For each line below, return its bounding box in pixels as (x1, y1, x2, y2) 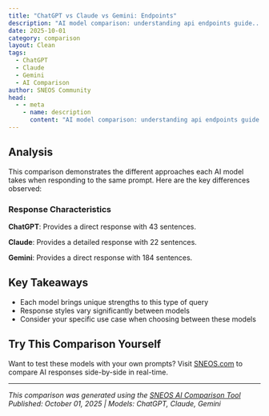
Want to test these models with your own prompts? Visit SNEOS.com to (8, 358, 243, 368)
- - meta (15, 101, 45, 109)
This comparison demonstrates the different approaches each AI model (8, 166, 244, 176)
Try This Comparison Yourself (8, 338, 162, 351)
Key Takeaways (8, 276, 89, 290)
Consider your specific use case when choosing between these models (19, 314, 256, 324)
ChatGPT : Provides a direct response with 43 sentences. (8, 222, 196, 231)
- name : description (22, 109, 91, 117)
